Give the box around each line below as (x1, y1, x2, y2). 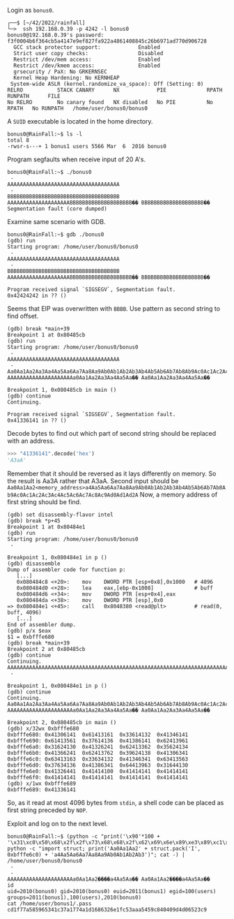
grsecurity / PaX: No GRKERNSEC (13, 68, 108, 75)
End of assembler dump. (7, 621, 77, 628)
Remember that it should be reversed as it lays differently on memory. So (7, 469, 217, 478)
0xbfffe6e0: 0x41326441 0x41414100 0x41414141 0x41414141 (7, 767, 189, 774)
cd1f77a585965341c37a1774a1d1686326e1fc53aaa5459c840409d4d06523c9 (7, 906, 208, 913)
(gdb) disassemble (7, 560, 61, 567)
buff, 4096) (7, 609, 42, 616)
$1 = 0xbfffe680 (7, 633, 54, 640)
